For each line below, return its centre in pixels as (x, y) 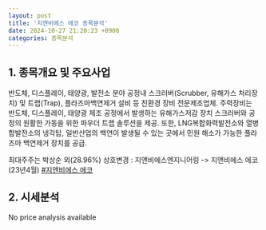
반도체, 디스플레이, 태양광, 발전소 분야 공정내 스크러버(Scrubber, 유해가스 (123, 93)
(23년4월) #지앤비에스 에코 (51, 170)
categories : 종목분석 (41, 38)
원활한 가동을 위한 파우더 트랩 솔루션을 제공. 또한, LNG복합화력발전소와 (133, 123)
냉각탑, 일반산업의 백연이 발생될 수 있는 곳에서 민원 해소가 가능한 (143, 133)
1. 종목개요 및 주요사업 (60, 72)
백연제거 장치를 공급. (55, 143)
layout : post (30, 16)
